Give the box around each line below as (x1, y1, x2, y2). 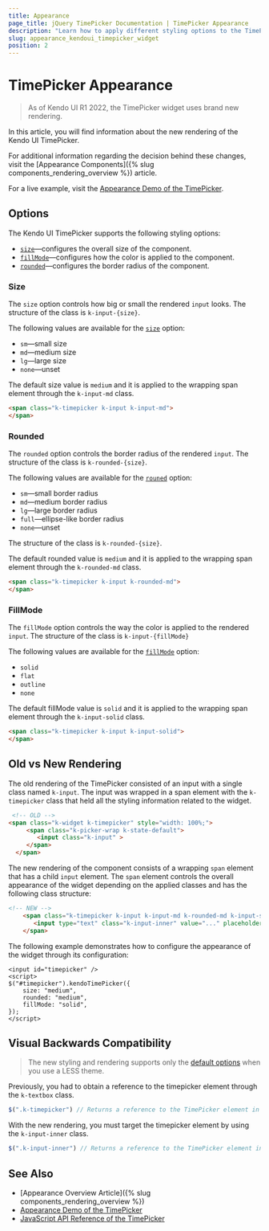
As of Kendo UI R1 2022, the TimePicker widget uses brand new (27, 103, 239, 112)
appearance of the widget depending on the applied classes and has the (8, 881, 247, 890)
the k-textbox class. (8, 1090, 74, 1100)
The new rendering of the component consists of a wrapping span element (8, 863, 254, 873)
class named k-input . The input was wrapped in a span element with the (8, 787, 248, 796)
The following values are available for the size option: (8, 323, 186, 333)
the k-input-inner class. (8, 1129, 90, 1139)
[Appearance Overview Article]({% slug (19, 1188, 151, 1197)
